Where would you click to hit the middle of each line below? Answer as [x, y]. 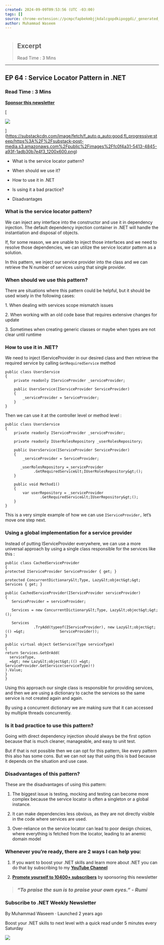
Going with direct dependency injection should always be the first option [78, 736]
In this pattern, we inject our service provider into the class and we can [76, 262]
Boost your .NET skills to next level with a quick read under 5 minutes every [81, 923]
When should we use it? [36, 170]
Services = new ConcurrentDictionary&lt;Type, [60, 610]
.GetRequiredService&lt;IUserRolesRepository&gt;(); [88, 472]
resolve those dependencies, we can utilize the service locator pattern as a [81, 247]
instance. [21, 804]
